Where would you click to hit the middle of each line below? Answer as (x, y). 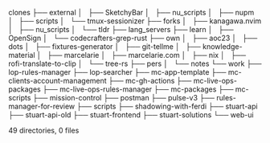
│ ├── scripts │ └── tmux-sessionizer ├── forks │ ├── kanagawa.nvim (135, 21)
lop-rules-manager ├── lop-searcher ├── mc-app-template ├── (117, 72)
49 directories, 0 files (44, 130)
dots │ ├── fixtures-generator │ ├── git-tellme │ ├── (104, 47)
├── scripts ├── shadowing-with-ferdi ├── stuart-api (167, 106)
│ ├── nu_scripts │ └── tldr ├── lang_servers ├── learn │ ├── (121, 29)
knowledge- (222, 47)
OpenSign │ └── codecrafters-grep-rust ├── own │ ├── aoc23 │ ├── (133, 38)
